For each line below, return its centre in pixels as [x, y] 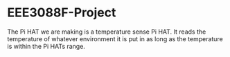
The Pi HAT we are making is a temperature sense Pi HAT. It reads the [107, 32]
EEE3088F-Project [62, 13]
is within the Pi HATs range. [46, 46]
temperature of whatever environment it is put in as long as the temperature [115, 38]
